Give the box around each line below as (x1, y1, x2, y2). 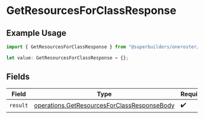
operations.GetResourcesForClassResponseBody (34, 101, 175, 110)
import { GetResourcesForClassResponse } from (6, 44, 126, 50)
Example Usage (6, 28, 67, 38)
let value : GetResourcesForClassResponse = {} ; (6, 55, 129, 61)
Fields (6, 72, 30, 82)
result (9, 102, 29, 109)
